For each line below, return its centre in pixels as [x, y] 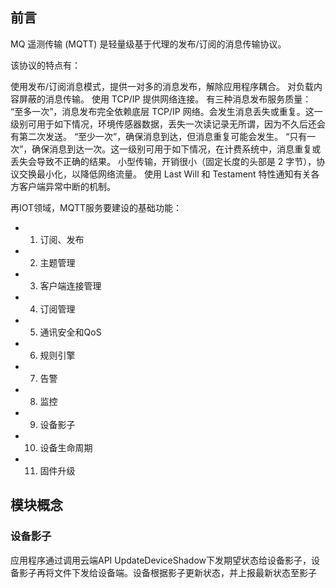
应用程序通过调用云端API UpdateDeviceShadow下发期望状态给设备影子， [161, 560]
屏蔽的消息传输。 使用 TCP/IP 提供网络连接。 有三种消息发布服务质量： [165, 99]
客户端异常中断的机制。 [67, 186]
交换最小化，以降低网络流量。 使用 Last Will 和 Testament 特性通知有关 [165, 174]
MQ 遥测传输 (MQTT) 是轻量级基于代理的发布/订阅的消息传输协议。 [148, 44]
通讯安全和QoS [70, 332]
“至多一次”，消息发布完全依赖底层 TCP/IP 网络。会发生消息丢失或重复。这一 [166, 111]
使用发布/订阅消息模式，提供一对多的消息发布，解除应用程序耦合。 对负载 [162, 86]
